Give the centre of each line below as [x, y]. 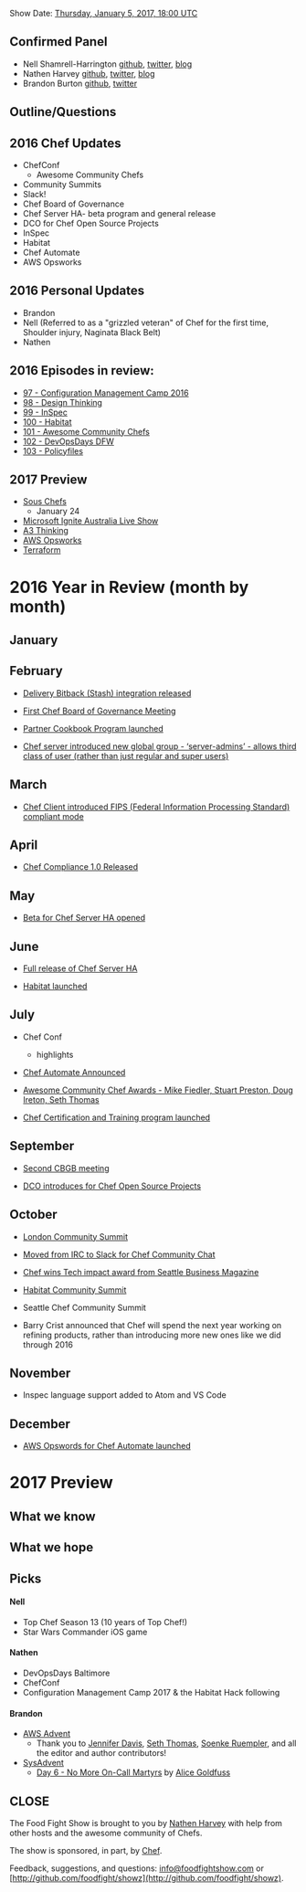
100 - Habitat [47, 422]
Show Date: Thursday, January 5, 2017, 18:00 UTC [104, 13]
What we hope [52, 1548]
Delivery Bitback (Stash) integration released [107, 692]
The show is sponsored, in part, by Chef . [86, 1850]
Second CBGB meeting [66, 1168]
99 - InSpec [45, 412]
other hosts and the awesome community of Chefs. [106, 1833]
